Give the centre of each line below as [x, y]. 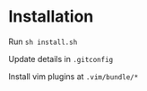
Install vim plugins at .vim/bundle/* [73, 76]
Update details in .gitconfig [61, 59]
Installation [51, 17]
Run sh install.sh [43, 41]
